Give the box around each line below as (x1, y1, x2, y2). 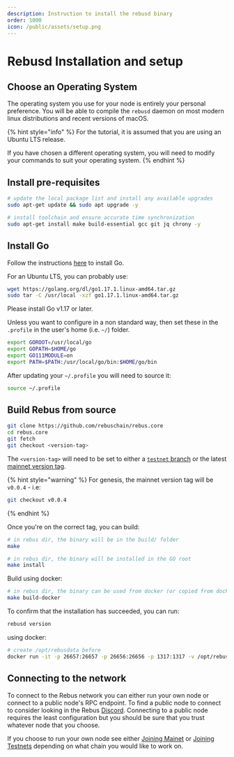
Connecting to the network (7, 673, 127, 684)
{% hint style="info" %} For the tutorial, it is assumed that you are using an (7, 128, 221, 136)
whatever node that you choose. (7, 721, 100, 729)
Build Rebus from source (7, 404, 116, 416)
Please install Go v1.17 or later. (7, 304, 93, 313)
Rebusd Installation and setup (7, 53, 183, 69)
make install (7, 561, 45, 569)
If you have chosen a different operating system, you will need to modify (7, 149, 215, 157)
